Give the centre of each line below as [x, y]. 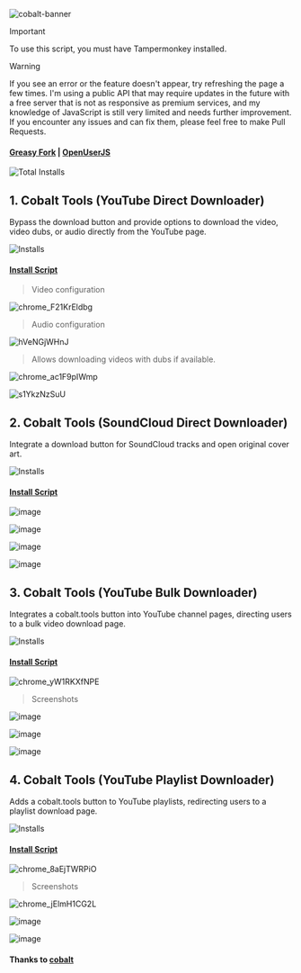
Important [27, 31]
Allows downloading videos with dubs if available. [123, 359]
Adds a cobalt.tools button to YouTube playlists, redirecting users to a [138, 802]
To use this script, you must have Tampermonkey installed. [118, 49]
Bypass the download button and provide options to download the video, [144, 222]
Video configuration [68, 290]
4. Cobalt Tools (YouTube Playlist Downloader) [142, 780]
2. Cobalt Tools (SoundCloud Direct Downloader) [149, 423]
